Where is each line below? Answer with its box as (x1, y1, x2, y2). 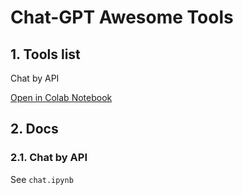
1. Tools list (10, 46, 81, 63)
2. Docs (10, 121, 59, 138)
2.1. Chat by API (10, 151, 88, 165)
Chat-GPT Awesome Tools (10, 6, 234, 29)
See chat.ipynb (10, 173, 74, 185)
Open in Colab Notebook (10, 92, 113, 103)
